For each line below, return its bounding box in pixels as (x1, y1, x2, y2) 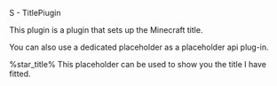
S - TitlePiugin (9, 8, 61, 18)
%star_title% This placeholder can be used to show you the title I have (9, 59, 266, 69)
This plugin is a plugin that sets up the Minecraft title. (9, 25, 203, 35)
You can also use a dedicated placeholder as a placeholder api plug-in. (9, 42, 269, 52)
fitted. (9, 68, 31, 79)
